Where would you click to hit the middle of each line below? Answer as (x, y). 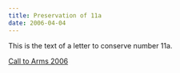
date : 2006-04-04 (37, 23)
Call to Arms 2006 (38, 61)
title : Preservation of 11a (55, 15)
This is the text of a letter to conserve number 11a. (90, 45)
